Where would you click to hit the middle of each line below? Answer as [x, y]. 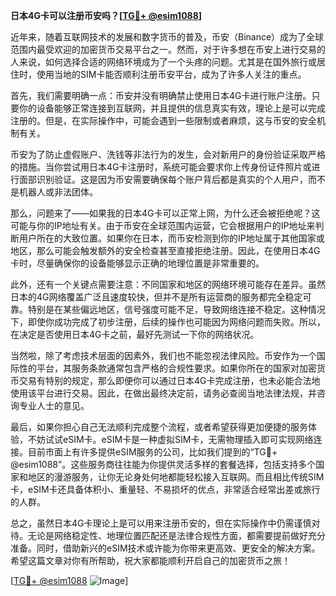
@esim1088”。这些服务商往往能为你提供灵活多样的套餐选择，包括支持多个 [163, 464]
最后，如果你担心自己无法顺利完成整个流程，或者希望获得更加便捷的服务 [159, 427]
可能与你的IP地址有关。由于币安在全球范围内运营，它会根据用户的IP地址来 [163, 225]
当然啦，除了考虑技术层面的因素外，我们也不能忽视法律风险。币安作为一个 [163, 355]
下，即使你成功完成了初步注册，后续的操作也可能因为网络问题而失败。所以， [168, 322]
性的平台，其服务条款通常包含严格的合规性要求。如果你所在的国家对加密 [167, 368]
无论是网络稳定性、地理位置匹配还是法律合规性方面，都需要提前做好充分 [176, 535]
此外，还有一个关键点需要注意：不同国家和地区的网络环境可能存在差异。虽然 [168, 284]
